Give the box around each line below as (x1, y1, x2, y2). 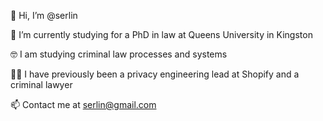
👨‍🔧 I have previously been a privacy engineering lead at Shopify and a (10, 68, 300, 80)
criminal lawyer (10, 79, 73, 90)
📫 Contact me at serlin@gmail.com (10, 99, 157, 110)
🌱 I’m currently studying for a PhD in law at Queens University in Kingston (10, 29, 313, 40)
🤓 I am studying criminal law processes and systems (10, 48, 228, 60)
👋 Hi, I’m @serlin (10, 10, 78, 21)
